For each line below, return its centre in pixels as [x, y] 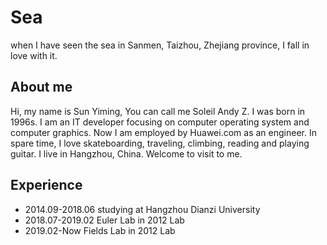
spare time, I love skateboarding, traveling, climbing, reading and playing [160, 143]
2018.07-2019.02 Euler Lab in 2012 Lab [104, 220]
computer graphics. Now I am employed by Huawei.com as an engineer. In [163, 132]
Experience [46, 185]
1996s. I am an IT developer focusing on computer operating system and [160, 122]
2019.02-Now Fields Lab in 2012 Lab [100, 230]
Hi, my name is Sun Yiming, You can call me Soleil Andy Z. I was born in [158, 111]
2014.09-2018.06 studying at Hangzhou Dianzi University [142, 209]
